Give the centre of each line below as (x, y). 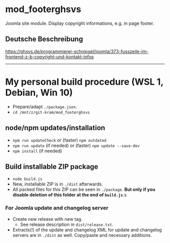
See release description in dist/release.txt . (67, 224)
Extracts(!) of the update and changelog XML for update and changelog (87, 230)
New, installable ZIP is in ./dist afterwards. (58, 184)
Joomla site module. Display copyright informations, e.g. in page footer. (80, 23)
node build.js (27, 179)
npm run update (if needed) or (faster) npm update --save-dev (76, 145)
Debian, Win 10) (39, 92)
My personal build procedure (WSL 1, (84, 82)
